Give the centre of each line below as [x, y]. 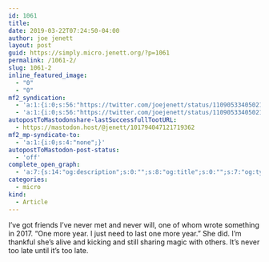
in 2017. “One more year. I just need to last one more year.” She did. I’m [125, 233]
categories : [28, 180]
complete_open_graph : [44, 165]
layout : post [30, 46]
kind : [17, 194]
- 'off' [28, 157]
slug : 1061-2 [30, 68]
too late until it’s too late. [48, 250]
